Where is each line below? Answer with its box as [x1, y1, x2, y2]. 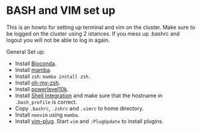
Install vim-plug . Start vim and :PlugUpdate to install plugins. [14, 117, 164, 124]
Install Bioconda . [14, 60, 57, 67]
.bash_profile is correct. [14, 98, 77, 106]
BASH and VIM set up [6, 4, 116, 18]
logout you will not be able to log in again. [6, 36, 110, 43]
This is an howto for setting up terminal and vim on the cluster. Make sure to [6, 24, 196, 31]
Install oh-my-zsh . [14, 79, 60, 86]
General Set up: [6, 48, 45, 55]
